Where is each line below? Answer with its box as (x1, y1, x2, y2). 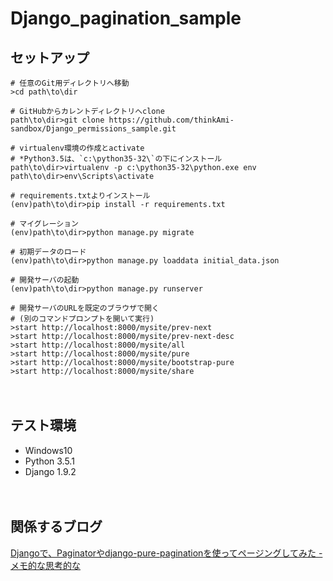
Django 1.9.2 (24, 465, 77, 477)
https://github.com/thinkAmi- (108, 115, 235, 125)
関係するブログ (10, 518, 103, 536)
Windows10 (24, 444, 73, 456)
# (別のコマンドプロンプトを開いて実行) (10, 314, 155, 324)
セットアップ (10, 49, 90, 66)
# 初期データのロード (10, 247, 87, 257)
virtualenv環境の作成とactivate (19, 143, 145, 153)
